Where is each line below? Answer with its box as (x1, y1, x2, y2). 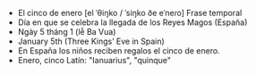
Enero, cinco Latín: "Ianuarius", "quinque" (17, 55, 172, 65)
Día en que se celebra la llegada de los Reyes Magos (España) (17, 17, 248, 28)
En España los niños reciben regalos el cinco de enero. (17, 45, 221, 56)
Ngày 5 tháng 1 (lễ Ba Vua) (17, 27, 116, 37)
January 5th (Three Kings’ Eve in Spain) (17, 36, 166, 46)
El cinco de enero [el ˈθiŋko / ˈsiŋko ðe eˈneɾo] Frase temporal (17, 8, 243, 18)
